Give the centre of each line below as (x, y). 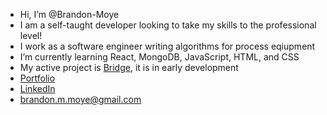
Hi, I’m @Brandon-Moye (69, 14)
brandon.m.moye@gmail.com (80, 99)
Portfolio (37, 78)
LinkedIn (37, 88)
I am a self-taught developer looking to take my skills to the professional (168, 25)
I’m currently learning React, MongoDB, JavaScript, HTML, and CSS (159, 57)
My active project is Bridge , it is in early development (129, 67)
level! (31, 35)
